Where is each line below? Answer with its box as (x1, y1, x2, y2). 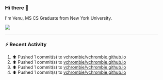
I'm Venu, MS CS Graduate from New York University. (5, 15, 112, 21)
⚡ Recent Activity (5, 41, 47, 48)
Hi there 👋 (5, 4, 29, 11)
